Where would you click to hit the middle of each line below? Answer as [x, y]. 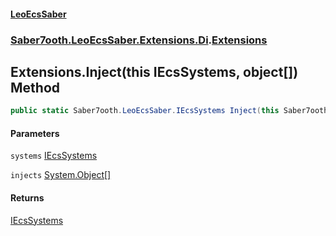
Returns [27, 198]
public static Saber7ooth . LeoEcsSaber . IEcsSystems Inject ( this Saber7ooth [169, 111]
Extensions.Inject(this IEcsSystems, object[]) [154, 71]
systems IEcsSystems [54, 156]
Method [35, 87]
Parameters [35, 133]
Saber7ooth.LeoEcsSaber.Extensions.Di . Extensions [139, 40]
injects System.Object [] [61, 175]
